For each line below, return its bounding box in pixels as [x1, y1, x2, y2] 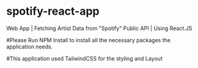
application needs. [6, 43, 53, 50]
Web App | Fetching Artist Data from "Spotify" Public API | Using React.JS [6, 25, 193, 32]
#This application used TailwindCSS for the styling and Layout [6, 55, 163, 62]
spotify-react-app [6, 4, 100, 18]
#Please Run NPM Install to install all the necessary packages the [6, 36, 171, 43]
